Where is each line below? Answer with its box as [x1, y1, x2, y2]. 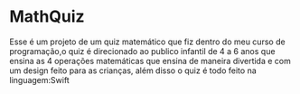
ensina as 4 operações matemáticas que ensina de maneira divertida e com [9, 55, 291, 66]
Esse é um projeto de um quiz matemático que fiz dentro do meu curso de [9, 36, 286, 47]
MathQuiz [9, 6, 85, 27]
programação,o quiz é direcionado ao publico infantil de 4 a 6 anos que [9, 45, 276, 56]
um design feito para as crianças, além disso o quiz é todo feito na [9, 65, 258, 76]
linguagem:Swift [9, 74, 70, 85]
